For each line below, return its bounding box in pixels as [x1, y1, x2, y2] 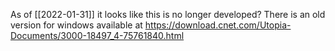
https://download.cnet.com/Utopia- [144, 19, 292, 31]
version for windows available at [10, 19, 143, 31]
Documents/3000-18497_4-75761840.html [10, 30, 185, 41]
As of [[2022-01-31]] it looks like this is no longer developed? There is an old [10, 9, 326, 20]
